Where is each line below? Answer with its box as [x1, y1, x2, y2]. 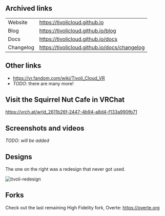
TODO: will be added [5, 137, 50, 143]
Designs [5, 152, 32, 161]
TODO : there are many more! [12, 80, 74, 86]
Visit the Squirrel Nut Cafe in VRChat [5, 95, 125, 104]
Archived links [5, 4, 53, 13]
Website [8, 19, 28, 26]
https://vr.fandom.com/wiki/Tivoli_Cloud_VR [12, 75, 105, 81]
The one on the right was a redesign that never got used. [5, 166, 126, 172]
